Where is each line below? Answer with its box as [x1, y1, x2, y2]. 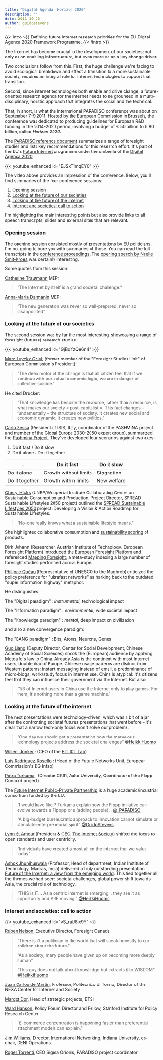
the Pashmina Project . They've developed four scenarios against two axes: [5, 435, 155, 441]
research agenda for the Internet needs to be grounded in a [22, 94, 142, 99]
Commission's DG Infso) [5, 763, 54, 769]
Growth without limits [43, 469, 92, 476]
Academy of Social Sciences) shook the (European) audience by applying [5, 650, 153, 656]
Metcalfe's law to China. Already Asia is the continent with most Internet [5, 656, 150, 662]
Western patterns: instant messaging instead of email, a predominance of [5, 666, 152, 672]
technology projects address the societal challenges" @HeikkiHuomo [17, 739, 156, 745]
